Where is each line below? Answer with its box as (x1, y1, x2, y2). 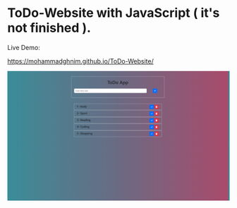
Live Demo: (7, 43, 40, 51)
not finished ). (7, 20, 92, 36)
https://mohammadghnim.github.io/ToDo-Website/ (7, 56, 154, 65)
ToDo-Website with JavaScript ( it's (7, 5, 220, 21)
